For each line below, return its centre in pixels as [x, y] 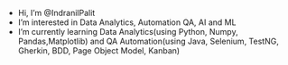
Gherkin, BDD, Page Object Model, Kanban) [99, 51]
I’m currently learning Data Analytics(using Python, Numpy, [128, 32]
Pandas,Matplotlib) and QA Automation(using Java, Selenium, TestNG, [149, 41]
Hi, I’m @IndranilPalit [56, 13]
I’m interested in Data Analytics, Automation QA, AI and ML [127, 22]
